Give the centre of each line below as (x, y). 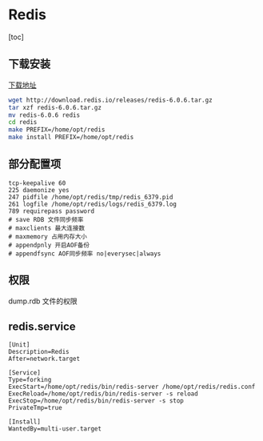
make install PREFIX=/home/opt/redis (71, 138)
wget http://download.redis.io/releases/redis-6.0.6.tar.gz (111, 100)
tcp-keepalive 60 (37, 183)
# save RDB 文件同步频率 (46, 219)
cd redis (23, 122)
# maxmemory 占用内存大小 (48, 237)
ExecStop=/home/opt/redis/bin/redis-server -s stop (96, 401)
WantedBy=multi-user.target (55, 429)
